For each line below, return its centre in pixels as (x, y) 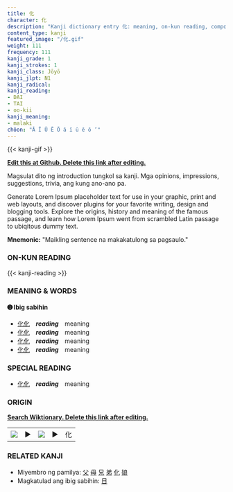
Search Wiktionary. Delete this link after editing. (78, 417)
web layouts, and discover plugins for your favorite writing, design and (108, 204)
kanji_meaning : (29, 116)
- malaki (20, 123)
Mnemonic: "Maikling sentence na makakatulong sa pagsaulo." (98, 240)
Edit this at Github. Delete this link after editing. (77, 163)
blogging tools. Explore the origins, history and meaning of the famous (108, 211)
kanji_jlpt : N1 (29, 78)
